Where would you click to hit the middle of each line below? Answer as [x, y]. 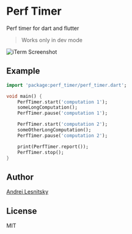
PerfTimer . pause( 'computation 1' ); [63, 113]
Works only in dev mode [52, 40]
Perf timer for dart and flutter [43, 28]
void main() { [24, 96]
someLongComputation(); [48, 108]
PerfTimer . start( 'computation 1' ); [63, 102]
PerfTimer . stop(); [41, 152]
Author [20, 177]
